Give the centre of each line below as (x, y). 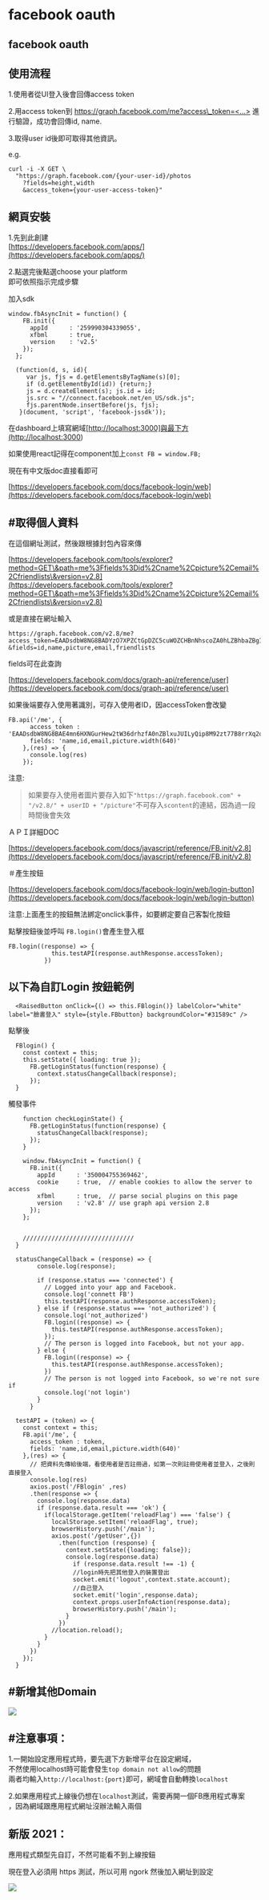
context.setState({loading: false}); (128, 1550)
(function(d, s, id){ (52, 371)
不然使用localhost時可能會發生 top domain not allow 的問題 (105, 1769)
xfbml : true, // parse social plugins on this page (138, 1196)
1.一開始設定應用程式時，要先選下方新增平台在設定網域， (102, 1759)
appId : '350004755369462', (93, 1175)
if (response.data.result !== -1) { (134, 1564)
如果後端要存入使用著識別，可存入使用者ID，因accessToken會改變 (117, 705)
